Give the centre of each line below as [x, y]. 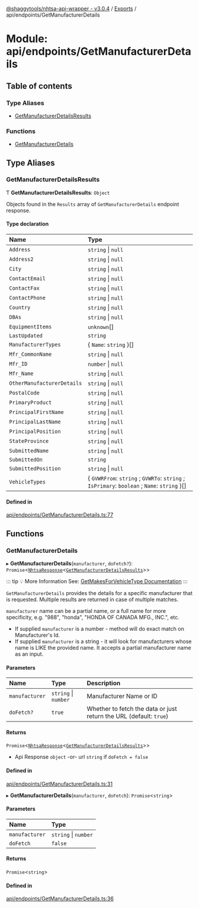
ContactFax [24, 288]
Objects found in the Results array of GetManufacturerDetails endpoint [93, 204]
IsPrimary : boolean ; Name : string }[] [137, 486]
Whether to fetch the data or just [132, 709]
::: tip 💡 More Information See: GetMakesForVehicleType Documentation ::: [97, 581]
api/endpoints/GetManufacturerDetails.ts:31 [60, 784]
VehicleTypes [28, 482]
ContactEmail [28, 279]
